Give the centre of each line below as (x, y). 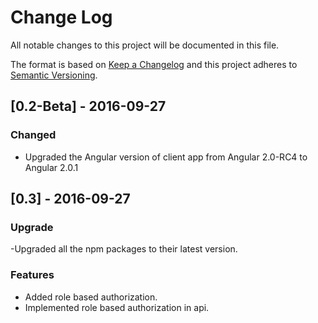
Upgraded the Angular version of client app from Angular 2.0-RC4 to (166, 157)
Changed (33, 135)
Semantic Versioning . (54, 75)
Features (32, 275)
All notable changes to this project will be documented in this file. (145, 45)
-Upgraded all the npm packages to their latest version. (124, 249)
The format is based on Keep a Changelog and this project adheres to (154, 64)
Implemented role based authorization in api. (117, 307)
